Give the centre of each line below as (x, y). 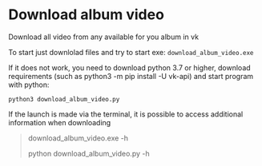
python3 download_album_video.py (64, 99)
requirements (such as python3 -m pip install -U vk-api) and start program (131, 76)
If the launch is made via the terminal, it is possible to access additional (126, 114)
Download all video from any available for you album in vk (103, 37)
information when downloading (60, 122)
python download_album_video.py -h (89, 153)
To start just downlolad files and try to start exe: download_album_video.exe (131, 52)
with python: (29, 85)
